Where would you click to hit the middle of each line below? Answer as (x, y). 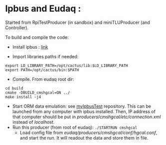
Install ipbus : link (30, 47)
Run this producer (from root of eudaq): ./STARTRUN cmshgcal (75, 127)
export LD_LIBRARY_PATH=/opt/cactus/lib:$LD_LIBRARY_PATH (67, 66)
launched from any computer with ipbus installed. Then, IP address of (84, 111)
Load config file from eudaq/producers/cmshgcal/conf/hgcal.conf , (88, 133)
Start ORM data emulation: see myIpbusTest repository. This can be (82, 106)
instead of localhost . (33, 122)
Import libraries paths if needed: (45, 56)
